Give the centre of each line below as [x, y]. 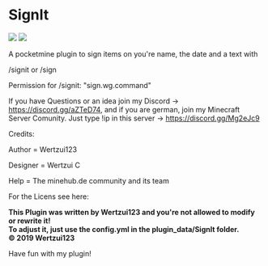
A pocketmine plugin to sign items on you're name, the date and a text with [133, 53]
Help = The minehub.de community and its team [89, 180]
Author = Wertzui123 [43, 149]
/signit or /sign [32, 70]
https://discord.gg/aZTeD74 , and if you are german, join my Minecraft [124, 109]
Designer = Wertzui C [45, 165]
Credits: [21, 133]
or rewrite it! [30, 221]
